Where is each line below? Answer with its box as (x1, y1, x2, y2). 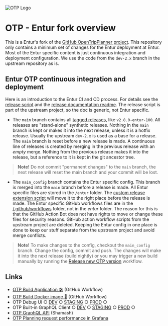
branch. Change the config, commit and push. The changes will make (17, 247, 161, 254)
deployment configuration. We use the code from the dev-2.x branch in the (5, 55, 160, 61)
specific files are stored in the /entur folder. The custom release (12, 189, 145, 196)
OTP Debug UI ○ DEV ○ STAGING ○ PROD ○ (12, 299, 107, 305)
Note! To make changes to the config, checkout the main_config (17, 242, 150, 248)
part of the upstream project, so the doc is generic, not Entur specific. (5, 107, 149, 113)
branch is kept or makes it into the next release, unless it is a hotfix (12, 127, 150, 133)
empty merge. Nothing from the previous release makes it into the (12, 148, 149, 154)
